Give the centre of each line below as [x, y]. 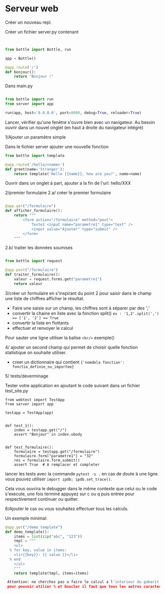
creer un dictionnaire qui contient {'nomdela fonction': [69, 362]
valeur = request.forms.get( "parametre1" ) [58, 279]
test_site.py [17, 391]
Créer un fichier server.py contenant [42, 32]
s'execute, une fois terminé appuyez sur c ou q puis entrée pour [70, 494]
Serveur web [32, 9]
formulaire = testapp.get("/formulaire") [57, 452]
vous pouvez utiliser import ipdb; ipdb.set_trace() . [58, 479]
